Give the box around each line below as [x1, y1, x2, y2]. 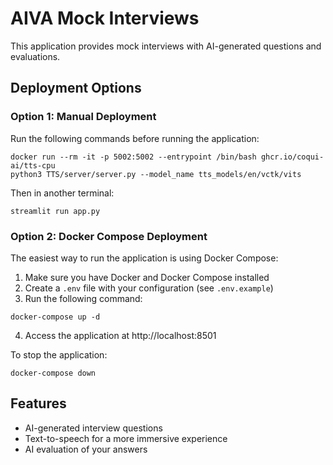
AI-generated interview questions [24, 422, 163, 434]
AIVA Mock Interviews [10, 7, 200, 30]
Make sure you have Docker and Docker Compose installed [24, 271, 270, 283]
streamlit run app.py [10, 206, 101, 216]
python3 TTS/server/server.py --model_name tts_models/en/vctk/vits [10, 169, 302, 179]
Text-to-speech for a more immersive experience [24, 432, 228, 444]
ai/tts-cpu [10, 160, 56, 171]
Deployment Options [10, 80, 142, 97]
